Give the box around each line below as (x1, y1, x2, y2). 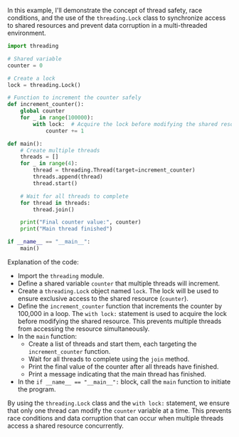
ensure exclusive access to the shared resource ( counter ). (17, 294, 188, 302)
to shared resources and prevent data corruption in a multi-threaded (7, 21, 208, 29)
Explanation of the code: (7, 258, 80, 266)
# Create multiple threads (20, 147, 100, 154)
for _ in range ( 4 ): (20, 160, 78, 167)
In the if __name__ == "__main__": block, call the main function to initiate (17, 377, 231, 386)
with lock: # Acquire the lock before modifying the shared (33, 120, 218, 127)
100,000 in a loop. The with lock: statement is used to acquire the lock (17, 309, 228, 317)
